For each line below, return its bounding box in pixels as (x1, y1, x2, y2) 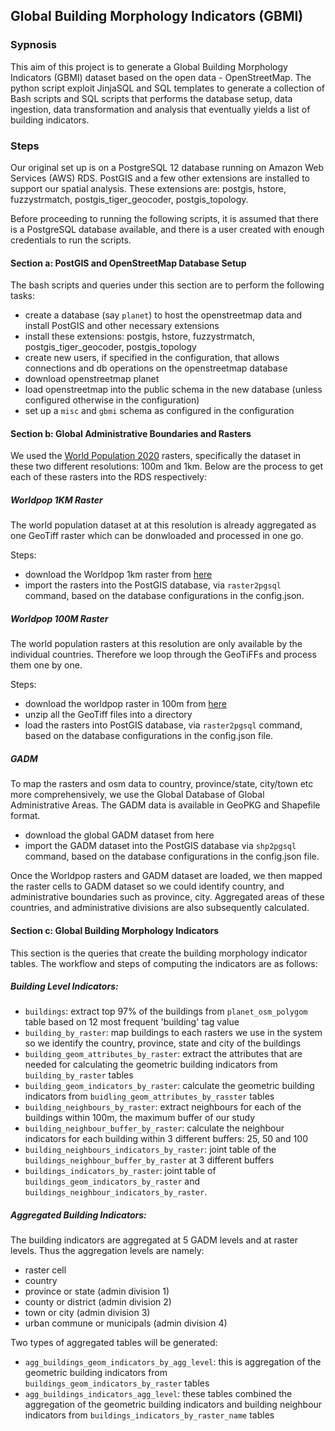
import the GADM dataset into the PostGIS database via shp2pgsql (24, 840, 297, 852)
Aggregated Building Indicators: (10, 1209, 147, 1221)
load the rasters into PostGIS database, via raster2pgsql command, (24, 719, 303, 731)
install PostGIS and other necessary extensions (24, 320, 220, 332)
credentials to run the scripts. (10, 234, 132, 246)
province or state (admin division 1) (24, 1285, 170, 1298)
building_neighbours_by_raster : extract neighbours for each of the (24, 1101, 302, 1113)
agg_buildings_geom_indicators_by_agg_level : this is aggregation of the (24, 1356, 322, 1368)
